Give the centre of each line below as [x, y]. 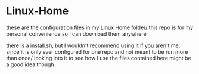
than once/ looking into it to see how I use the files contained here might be [99, 58]
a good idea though [30, 64]
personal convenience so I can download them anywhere [77, 33]
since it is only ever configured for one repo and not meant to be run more [97, 51]
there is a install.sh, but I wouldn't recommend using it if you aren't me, [93, 45]
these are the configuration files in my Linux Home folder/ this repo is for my [100, 27]
